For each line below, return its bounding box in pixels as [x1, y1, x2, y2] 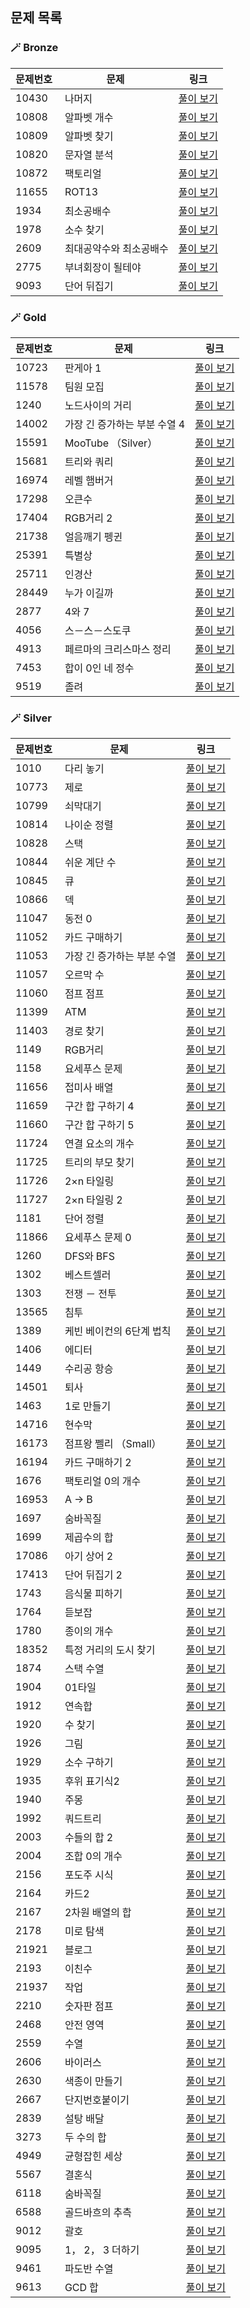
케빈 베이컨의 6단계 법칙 [64, 1324, 172, 1338]
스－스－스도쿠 [64, 623, 132, 637]
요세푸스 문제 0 [64, 1231, 132, 1245]
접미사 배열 [64, 1081, 114, 1095]
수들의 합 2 [64, 1831, 114, 1845]
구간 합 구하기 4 [64, 1099, 135, 1113]
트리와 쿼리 [64, 454, 114, 468]
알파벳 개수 [64, 110, 114, 124]
